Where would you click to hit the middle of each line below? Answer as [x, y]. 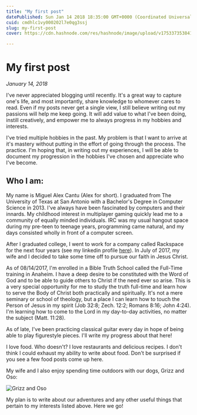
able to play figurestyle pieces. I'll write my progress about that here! [89, 335]
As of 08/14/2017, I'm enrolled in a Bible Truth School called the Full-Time [94, 268]
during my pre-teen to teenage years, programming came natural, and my [95, 226]
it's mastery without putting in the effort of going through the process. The [96, 144]
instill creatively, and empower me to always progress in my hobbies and [94, 120]
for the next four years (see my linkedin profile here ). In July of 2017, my [93, 250]
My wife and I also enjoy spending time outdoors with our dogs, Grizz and [95, 370]
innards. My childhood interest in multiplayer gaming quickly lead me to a [94, 214]
